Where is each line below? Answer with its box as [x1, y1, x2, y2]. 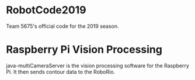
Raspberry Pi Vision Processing [6, 43, 162, 56]
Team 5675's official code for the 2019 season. [6, 23, 119, 30]
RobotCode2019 [6, 3, 86, 17]
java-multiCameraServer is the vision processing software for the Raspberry [6, 62, 190, 69]
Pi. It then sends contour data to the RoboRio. [6, 68, 116, 75]
